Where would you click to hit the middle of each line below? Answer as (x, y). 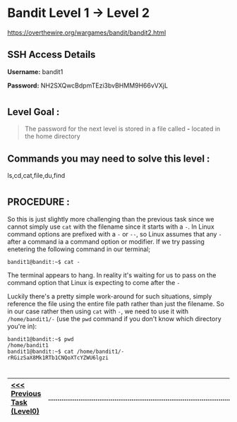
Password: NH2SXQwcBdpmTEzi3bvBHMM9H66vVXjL (87, 85)
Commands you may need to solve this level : (109, 158)
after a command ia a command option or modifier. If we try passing (106, 241)
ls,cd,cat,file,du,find (36, 176)
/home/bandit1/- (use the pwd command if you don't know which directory (115, 318)
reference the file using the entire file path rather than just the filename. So (116, 303)
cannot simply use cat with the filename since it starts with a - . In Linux (111, 227)
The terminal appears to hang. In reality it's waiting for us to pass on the (112, 275)
